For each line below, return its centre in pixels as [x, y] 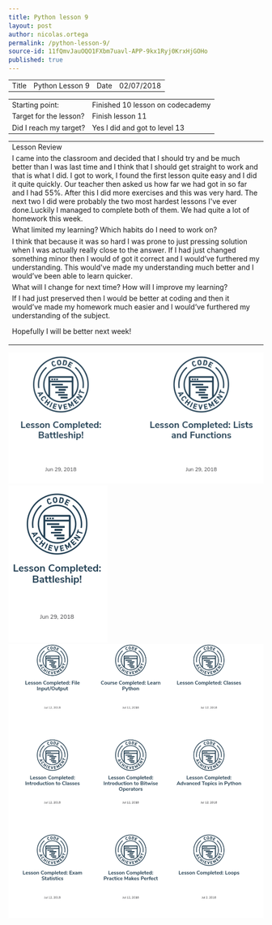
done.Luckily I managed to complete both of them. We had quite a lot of [131, 210]
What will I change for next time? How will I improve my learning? [120, 287]
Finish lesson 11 [119, 116]
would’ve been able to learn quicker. [72, 275]
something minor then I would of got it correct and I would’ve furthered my [136, 258]
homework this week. [47, 218]
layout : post [30, 26]
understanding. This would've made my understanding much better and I [133, 267]
